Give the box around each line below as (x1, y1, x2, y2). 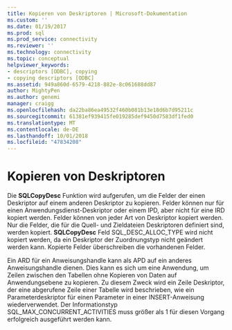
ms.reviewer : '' (7, 42, 54, 49)
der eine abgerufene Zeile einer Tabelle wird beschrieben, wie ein (7, 286, 195, 294)
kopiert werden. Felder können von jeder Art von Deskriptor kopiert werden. (7, 214, 224, 222)
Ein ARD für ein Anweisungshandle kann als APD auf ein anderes (7, 257, 192, 265)
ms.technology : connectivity (7, 49, 91, 56)
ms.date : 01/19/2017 (7, 23, 67, 30)
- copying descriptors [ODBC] (7, 74, 95, 82)
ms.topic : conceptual (7, 55, 70, 62)
